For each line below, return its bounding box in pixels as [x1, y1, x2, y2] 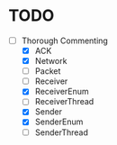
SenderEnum [34, 116, 84, 127]
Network [34, 56, 67, 67]
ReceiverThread [34, 96, 94, 107]
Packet [34, 66, 61, 77]
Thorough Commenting [21, 35, 109, 46]
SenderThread [34, 127, 89, 138]
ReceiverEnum [34, 86, 89, 97]
